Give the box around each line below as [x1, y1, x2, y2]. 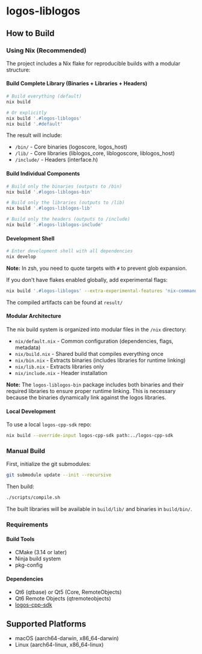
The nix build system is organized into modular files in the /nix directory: [6, 326, 187, 333]
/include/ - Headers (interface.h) [14, 156, 98, 163]
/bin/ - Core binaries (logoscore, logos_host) [14, 143, 127, 151]
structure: [6, 66, 31, 73]
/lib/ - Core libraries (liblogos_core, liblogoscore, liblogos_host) [14, 150, 176, 157]
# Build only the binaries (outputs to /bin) [6, 183, 122, 189]
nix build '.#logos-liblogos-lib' [6, 206, 93, 212]
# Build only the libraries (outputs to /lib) [6, 200, 125, 206]
